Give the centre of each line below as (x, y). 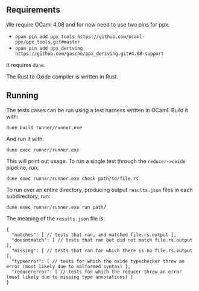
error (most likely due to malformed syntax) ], (68, 266)
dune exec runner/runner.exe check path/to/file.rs (72, 178)
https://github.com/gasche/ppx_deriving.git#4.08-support (89, 54)
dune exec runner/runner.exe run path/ (56, 207)
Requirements (33, 10)
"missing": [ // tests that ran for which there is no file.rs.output (102, 251)
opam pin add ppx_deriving (49, 48)
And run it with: (25, 139)
